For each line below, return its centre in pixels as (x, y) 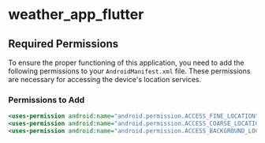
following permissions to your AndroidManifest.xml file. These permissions (129, 71)
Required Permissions (63, 44)
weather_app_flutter (76, 15)
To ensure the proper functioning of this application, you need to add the (126, 62)
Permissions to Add (47, 100)
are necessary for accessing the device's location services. (105, 79)
